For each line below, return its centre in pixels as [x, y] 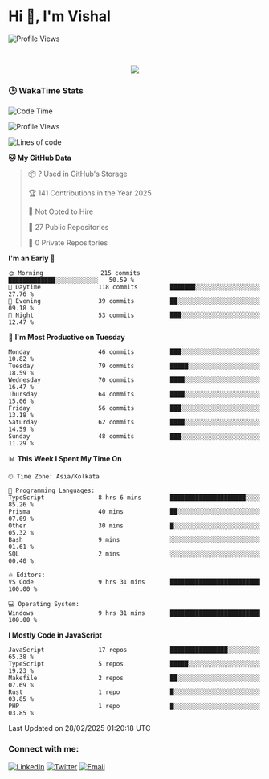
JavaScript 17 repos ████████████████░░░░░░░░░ [134, 650]
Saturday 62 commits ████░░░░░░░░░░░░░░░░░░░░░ [134, 422]
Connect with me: [44, 749]
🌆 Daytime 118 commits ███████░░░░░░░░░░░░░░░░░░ [134, 287]
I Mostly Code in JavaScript [55, 635]
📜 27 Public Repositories [68, 228]
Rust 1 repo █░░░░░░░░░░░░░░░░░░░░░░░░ [134, 692]
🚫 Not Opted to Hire [61, 211]
